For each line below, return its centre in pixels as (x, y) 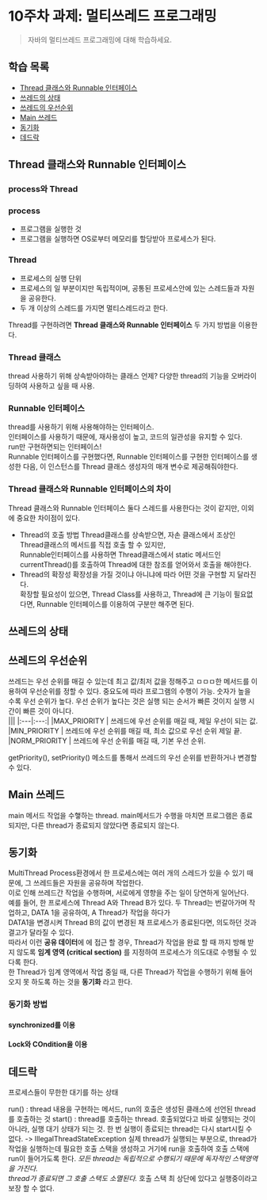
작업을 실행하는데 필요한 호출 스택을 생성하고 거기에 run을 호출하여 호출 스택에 (129, 1149)
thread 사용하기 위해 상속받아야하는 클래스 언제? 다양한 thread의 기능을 (119, 375)
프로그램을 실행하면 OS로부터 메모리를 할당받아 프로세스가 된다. (118, 239)
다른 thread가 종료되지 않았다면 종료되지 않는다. (105, 825)
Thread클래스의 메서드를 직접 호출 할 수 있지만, (93, 544)
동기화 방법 (28, 1004)
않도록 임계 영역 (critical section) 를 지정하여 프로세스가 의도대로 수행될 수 (132, 952)
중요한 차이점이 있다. (48, 518)
